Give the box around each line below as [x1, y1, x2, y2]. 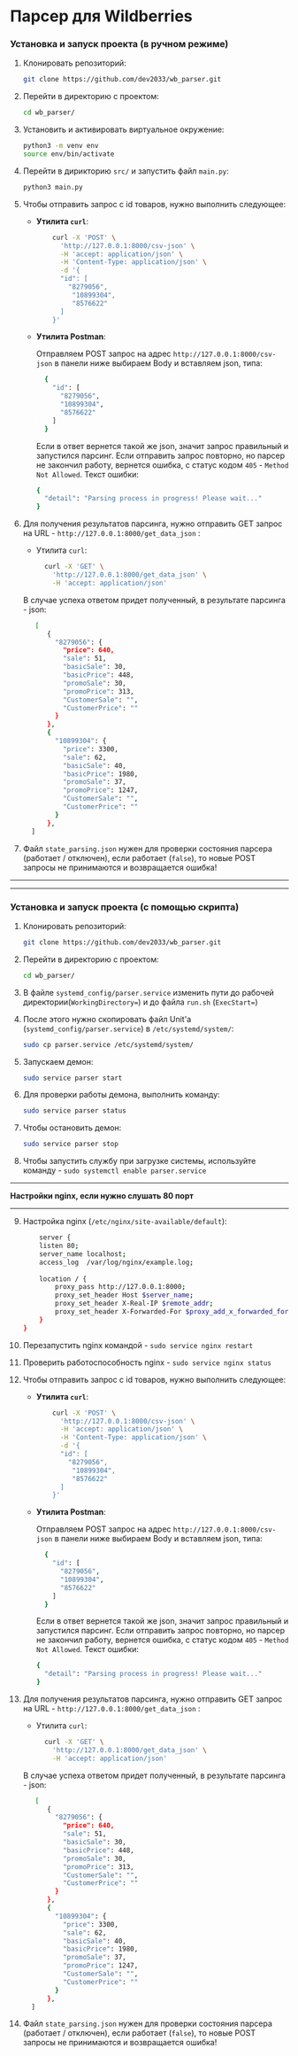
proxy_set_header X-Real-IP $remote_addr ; [55, 1300, 214, 1308]
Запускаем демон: [22, 1056, 94, 1067]
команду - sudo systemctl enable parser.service [22, 1165, 207, 1175]
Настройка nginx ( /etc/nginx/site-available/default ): [22, 1216, 228, 1227]
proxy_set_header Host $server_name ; [55, 1291, 194, 1300]
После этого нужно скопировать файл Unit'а [22, 1013, 192, 1024]
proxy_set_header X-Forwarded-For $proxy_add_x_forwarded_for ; [55, 1307, 293, 1316]
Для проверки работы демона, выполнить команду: [22, 1090, 220, 1100]
